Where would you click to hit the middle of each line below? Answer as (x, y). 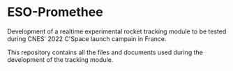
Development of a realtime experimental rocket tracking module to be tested (117, 31)
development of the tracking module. (60, 59)
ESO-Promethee (55, 12)
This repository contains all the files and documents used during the (105, 52)
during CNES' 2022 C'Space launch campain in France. (87, 38)
